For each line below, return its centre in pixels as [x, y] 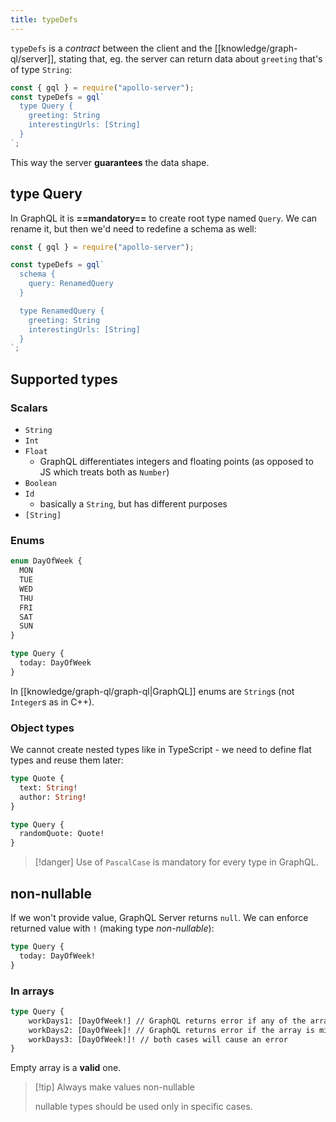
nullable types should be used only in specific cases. [143, 1107]
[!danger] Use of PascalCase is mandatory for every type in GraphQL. [176, 862]
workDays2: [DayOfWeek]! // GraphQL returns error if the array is [171, 1030]
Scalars [29, 408]
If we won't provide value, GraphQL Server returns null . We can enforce [159, 918]
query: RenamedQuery [71, 284]
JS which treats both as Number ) [104, 472]
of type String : [41, 69]
